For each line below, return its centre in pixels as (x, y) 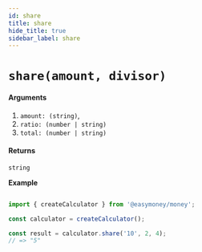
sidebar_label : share (44, 38)
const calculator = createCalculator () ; (77, 219)
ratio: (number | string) (63, 124)
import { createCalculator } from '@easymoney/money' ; (102, 204)
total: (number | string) (63, 133)
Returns (22, 151)
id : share (25, 16)
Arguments (28, 98)
